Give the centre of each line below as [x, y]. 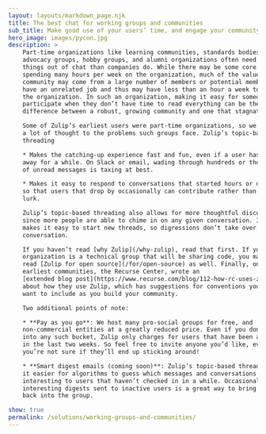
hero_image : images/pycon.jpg [58, 38]
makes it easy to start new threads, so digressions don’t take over [140, 228]
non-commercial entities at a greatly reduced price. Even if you [134, 330]
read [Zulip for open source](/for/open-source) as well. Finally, [136, 264]
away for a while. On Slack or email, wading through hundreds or [134, 162]
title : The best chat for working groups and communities [106, 23]
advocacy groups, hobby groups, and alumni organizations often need [140, 60]
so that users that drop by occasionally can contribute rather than [140, 191]
